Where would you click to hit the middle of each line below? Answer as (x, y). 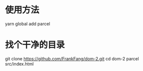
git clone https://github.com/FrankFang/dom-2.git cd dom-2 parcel (72, 58)
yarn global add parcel (27, 24)
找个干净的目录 (35, 45)
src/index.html (19, 64)
